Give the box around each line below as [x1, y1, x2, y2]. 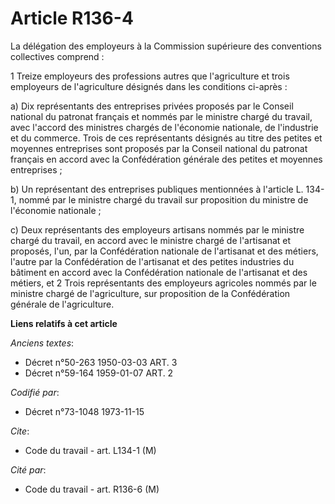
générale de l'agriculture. [10, 298, 115, 310]
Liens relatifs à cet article [10, 317, 118, 329]
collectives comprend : [10, 50, 105, 62]
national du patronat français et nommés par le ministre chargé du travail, [10, 110, 313, 122]
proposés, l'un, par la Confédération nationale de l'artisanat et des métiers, [10, 245, 319, 257]
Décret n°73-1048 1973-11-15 [24, 405, 145, 417]
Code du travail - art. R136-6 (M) [24, 483, 160, 495]
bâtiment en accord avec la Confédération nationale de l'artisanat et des [10, 266, 308, 278]
